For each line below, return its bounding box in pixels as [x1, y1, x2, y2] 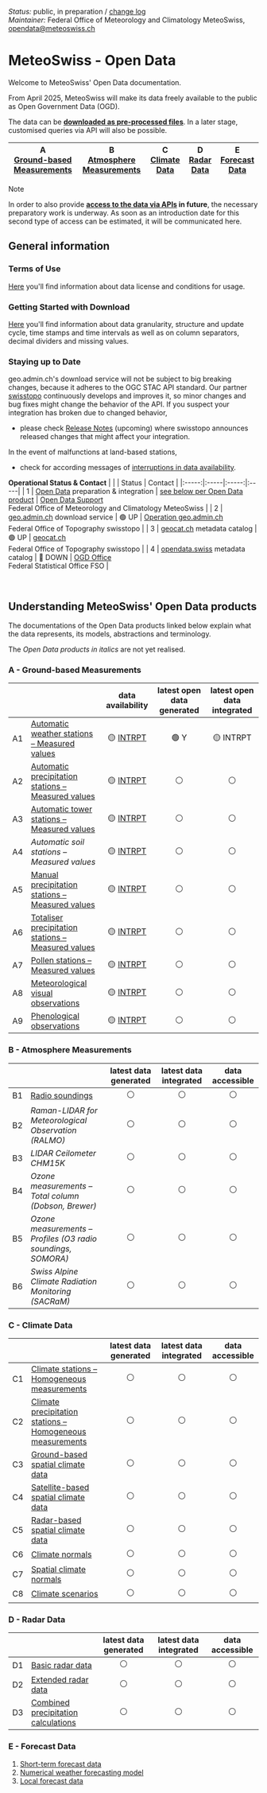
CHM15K [30, 1157, 66, 1169]
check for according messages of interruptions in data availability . [19, 463, 237, 473]
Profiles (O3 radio [30, 1233, 98, 1244]
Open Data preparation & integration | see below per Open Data [35, 487, 244, 496]
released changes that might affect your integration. [19, 432, 191, 441]
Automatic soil [30, 837, 85, 848]
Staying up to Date [8, 356, 81, 367]
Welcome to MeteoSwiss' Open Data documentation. [8, 77, 181, 87]
